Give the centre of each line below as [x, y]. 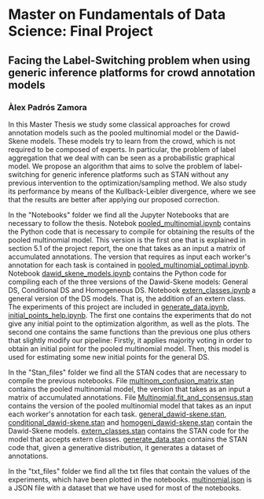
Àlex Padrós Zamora [48, 107]
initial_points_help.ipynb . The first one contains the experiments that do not [130, 315]
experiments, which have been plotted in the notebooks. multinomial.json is [130, 479]
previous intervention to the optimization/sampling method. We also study [128, 183]
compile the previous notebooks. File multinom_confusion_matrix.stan [121, 380]
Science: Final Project [81, 31]
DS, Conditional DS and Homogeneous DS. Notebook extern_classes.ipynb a [132, 290]
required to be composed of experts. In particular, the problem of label [122, 149]
